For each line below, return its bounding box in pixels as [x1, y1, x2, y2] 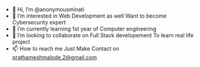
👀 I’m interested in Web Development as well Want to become [12, 12, 167, 19]
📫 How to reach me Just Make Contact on [12, 45, 120, 52]
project [12, 38, 30, 45]
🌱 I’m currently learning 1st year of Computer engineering [12, 25, 157, 32]
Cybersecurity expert [12, 19, 66, 26]
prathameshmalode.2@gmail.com [12, 54, 98, 61]
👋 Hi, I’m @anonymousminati [12, 6, 85, 13]
